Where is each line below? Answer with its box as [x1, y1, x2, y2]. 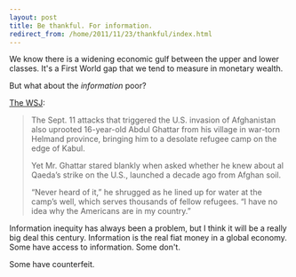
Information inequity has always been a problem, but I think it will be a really [9, 223, 287, 233]
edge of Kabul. [30, 143, 86, 154]
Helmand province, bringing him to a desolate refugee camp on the [30, 134, 277, 145]
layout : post [9, 12, 58, 22]
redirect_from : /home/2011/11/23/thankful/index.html [9, 29, 213, 38]
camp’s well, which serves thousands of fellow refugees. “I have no [30, 196, 278, 207]
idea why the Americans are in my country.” [30, 206, 191, 217]
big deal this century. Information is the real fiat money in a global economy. [9, 233, 287, 243]
